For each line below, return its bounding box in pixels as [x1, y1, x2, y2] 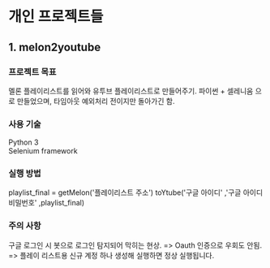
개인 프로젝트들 [8, 7, 104, 26]
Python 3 [8, 137, 39, 147]
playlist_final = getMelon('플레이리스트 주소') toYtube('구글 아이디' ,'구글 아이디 [8, 188, 264, 197]
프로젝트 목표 [8, 66, 57, 77]
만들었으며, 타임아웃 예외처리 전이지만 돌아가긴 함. [16, 96, 175, 106]
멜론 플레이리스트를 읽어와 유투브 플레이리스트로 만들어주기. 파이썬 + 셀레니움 [8, 86, 254, 96]
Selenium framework [8, 146, 79, 156]
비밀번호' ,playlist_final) [8, 198, 85, 208]
